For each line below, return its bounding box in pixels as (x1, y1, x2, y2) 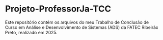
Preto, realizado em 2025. (5, 29, 57, 35)
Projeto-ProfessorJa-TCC (5, 3, 111, 14)
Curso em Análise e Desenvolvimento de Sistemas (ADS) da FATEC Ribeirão (5, 24, 159, 30)
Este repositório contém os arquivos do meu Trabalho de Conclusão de (5, 19, 149, 25)
